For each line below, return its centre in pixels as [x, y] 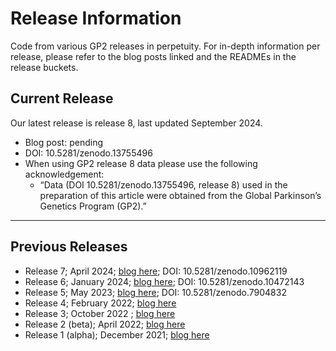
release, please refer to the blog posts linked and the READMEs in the [153, 56]
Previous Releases [69, 247]
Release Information [96, 18]
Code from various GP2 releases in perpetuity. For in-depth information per [165, 46]
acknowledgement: [64, 174]
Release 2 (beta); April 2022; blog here [105, 324]
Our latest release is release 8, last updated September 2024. [136, 123]
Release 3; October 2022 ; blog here [100, 313]
